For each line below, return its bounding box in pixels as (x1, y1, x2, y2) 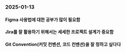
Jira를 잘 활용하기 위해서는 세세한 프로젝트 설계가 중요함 (5, 29, 114, 35)
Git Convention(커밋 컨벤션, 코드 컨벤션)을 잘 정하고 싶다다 (5, 41, 121, 47)
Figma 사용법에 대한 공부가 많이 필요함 (5, 16, 80, 22)
